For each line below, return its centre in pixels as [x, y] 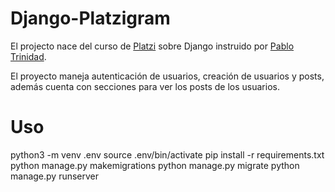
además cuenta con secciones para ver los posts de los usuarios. [145, 86]
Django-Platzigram [90, 18]
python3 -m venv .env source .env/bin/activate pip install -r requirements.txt [167, 154]
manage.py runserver [55, 176]
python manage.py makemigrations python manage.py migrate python [155, 165]
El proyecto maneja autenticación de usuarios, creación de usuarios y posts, [167, 76]
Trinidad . [28, 56]
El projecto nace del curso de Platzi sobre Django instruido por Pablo [152, 46]
